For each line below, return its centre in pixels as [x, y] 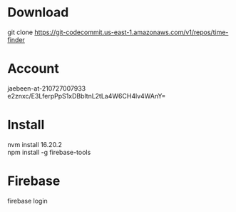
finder [16, 39]
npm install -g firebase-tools [49, 152]
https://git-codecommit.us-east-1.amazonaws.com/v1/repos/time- [132, 32]
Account [33, 69]
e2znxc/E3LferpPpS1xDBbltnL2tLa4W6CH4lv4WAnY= [87, 96]
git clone [20, 32]
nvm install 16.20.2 [35, 144]
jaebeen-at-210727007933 [47, 88]
